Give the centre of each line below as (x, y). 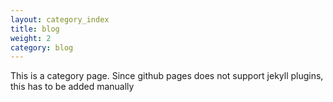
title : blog (35, 29)
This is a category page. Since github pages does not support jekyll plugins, (167, 76)
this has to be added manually (72, 87)
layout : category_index (60, 19)
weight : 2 (31, 38)
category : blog (42, 47)
